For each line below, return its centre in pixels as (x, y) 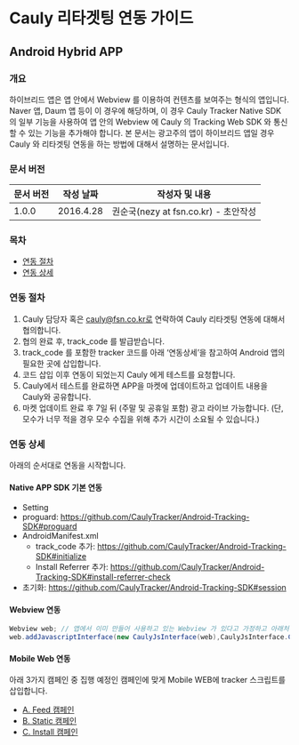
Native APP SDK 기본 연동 (56, 487)
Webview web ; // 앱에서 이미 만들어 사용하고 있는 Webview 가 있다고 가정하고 (138, 629)
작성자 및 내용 (184, 195)
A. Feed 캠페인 (48, 710)
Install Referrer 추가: (72, 567)
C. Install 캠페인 (50, 732)
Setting (35, 508)
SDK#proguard (49, 526)
